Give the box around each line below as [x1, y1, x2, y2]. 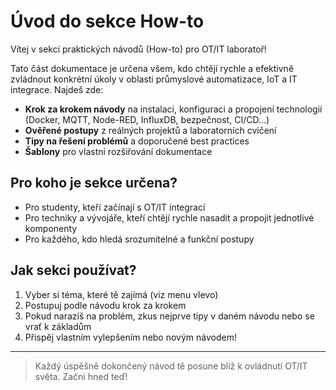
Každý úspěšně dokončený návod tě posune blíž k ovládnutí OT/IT [34, 360, 308, 372]
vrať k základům [24, 320, 92, 332]
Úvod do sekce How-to [10, 10, 205, 33]
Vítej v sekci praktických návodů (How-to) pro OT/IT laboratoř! [10, 43, 267, 55]
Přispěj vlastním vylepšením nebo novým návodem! [24, 331, 237, 343]
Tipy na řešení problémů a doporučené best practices [24, 135, 250, 147]
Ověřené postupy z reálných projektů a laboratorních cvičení [24, 124, 277, 136]
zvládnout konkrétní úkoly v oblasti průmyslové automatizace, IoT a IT [10, 73, 298, 85]
